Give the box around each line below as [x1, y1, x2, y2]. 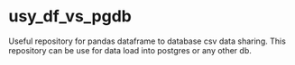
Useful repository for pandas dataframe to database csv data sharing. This [8, 36, 286, 46]
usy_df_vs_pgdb [8, 6, 132, 27]
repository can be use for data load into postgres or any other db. [8, 45, 252, 55]
